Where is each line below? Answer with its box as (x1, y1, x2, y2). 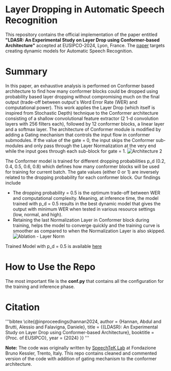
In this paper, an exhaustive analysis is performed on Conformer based (5, 83, 155, 89)
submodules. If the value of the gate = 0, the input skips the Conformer (5, 137, 155, 143)
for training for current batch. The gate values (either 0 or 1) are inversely (5, 169, 159, 175)
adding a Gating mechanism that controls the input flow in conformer (5, 132, 151, 138)
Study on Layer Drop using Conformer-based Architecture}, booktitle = (5, 329, 155, 335)
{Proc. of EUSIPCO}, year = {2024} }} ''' (5, 335, 89, 341)
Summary (5, 66, 47, 77)
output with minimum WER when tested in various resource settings (12, 206, 156, 212)
